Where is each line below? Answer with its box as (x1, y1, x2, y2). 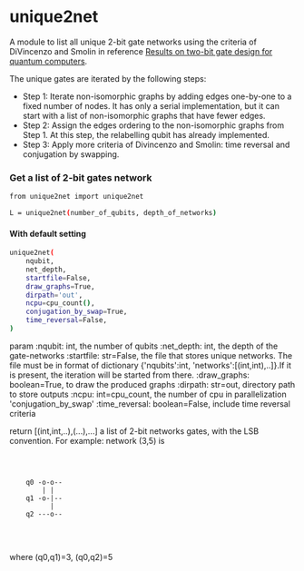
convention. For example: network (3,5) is (9, 435, 165, 446)
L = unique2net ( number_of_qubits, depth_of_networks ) (9, 209, 218, 218)
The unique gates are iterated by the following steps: (9, 73, 207, 84)
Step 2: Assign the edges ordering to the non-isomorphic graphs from (22, 120, 284, 131)
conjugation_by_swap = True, (25, 307, 128, 317)
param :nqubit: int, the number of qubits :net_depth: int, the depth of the (9, 340, 279, 351)
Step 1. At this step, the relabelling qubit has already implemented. (22, 129, 270, 140)
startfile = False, (25, 273, 92, 282)
